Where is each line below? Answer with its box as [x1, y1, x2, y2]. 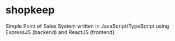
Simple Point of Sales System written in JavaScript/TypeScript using [5, 23, 170, 29]
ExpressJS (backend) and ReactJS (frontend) [5, 28, 115, 35]
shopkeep [5, 3, 55, 17]
